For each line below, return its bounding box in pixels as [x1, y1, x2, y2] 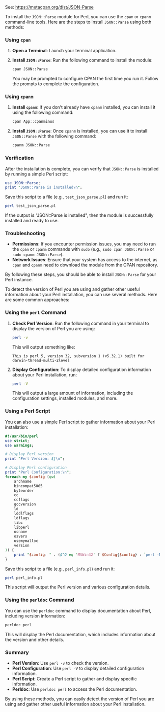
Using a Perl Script [5, 407, 51, 414]
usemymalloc [14, 539, 38, 543]
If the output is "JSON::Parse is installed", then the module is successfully [5, 212, 154, 218]
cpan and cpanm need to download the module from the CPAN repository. [12, 262, 158, 268]
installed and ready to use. [5, 218, 59, 224]
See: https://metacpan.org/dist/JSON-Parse [5, 4, 94, 10]
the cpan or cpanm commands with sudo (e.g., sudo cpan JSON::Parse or [12, 246, 155, 252]
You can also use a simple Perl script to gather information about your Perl [5, 419, 156, 425]
